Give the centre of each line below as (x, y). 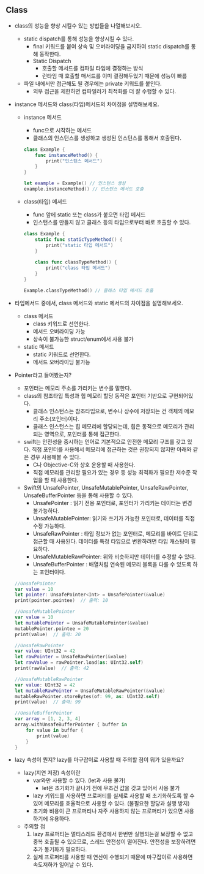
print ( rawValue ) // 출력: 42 (52, 668)
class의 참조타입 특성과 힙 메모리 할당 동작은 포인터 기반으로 (95, 395)
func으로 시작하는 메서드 (62, 130)
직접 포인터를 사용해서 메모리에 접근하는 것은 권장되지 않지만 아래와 (112, 449)
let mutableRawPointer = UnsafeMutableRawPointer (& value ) (90, 691)
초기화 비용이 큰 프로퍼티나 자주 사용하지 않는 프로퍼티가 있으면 (108, 811)
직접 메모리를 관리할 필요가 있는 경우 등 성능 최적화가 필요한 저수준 (112, 472)
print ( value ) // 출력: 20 (48, 634)
